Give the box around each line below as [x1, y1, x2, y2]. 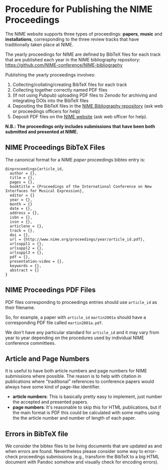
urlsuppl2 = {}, [10, 246, 44, 251]
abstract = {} [10, 268, 39, 273]
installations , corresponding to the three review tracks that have [5, 36, 139, 42]
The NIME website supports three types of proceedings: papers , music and [5, 31, 162, 37]
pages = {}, [10, 180, 35, 185]
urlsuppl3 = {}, [10, 250, 44, 255]
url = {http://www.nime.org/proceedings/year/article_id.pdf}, [10, 237, 145, 242]
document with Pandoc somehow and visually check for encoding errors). [5, 459, 159, 465]
